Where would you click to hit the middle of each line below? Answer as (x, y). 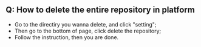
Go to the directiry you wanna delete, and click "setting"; (85, 24)
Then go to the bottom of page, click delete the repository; (88, 31)
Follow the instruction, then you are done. (66, 37)
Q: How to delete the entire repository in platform (100, 10)
